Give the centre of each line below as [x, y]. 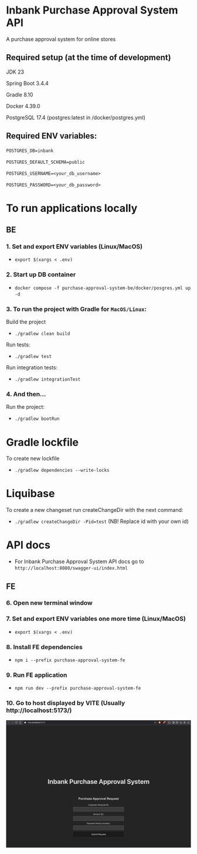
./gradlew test [33, 357]
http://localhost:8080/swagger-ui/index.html [71, 568]
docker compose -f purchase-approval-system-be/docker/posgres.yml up [103, 288]
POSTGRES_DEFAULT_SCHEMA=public [45, 162]
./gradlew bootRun [37, 419]
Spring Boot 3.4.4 [27, 83]
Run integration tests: [32, 368]
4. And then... [26, 394]
